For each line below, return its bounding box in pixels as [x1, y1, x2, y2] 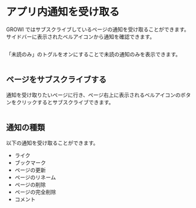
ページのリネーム [14, 173, 57, 180]
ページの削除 [14, 181, 46, 188]
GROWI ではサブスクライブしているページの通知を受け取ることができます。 [6, 26, 190, 33]
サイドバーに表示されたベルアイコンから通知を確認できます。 [6, 33, 155, 40]
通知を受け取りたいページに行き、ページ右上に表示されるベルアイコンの [6, 91, 181, 98]
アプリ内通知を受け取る [6, 5, 120, 19]
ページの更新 [14, 166, 46, 173]
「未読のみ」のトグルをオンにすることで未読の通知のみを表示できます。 [6, 50, 181, 57]
